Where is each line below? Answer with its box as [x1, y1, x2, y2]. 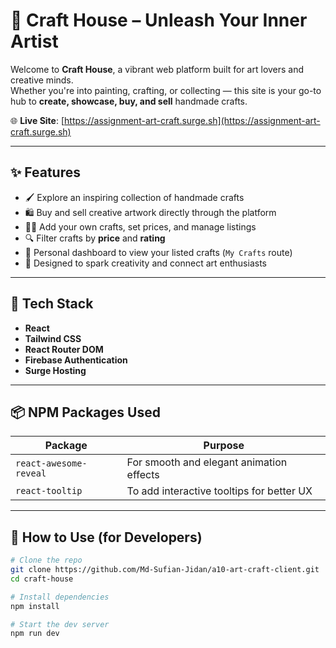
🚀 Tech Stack [10, 295, 94, 313]
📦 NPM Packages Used [10, 404, 161, 421]
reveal [15, 468, 47, 479]
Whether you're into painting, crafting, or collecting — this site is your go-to [10, 84, 322, 96]
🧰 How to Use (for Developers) [10, 529, 203, 546]
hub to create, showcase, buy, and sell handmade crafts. [10, 95, 248, 107]
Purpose [203, 439, 245, 453]
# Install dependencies [10, 592, 110, 602]
